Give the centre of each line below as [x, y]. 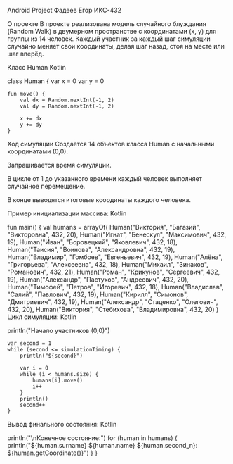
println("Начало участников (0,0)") [59, 331]
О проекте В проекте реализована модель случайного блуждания [107, 24]
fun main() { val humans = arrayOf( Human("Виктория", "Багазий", [104, 227]
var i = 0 [34, 368]
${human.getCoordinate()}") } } [53, 453]
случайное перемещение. [46, 186]
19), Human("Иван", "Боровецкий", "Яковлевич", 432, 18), [92, 242]
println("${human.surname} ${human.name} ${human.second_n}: [102, 445]
